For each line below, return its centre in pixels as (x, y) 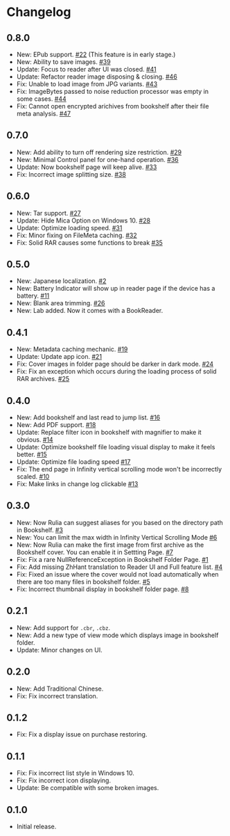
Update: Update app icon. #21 (59, 357)
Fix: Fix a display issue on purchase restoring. (82, 734)
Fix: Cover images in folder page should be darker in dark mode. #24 (115, 364)
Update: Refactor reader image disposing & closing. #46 (97, 77)
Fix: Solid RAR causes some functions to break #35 (90, 242)
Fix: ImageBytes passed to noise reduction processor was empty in (113, 91)
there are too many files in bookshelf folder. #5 (83, 581)
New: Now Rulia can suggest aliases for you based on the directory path (120, 522)
